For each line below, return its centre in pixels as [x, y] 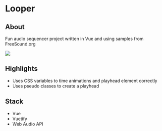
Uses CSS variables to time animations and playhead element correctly [85, 81]
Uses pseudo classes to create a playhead [55, 86]
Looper [20, 9]
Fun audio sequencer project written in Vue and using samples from [74, 39]
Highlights [22, 69]
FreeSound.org [20, 44]
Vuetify [20, 119]
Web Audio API [28, 124]
